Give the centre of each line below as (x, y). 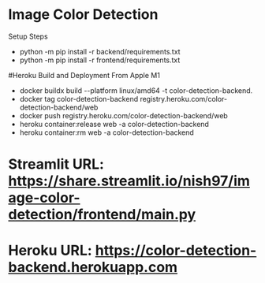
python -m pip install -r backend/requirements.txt (100, 51)
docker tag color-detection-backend (79, 99)
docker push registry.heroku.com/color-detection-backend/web (124, 115)
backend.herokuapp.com (93, 268)
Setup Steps (28, 36)
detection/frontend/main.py (102, 215)
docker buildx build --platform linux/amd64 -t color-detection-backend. (136, 90)
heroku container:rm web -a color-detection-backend (107, 132)
